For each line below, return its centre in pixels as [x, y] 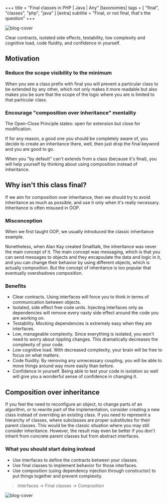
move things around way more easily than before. [63, 366]
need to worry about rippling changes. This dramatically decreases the [85, 339]
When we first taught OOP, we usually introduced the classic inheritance [80, 232]
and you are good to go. [30, 149]
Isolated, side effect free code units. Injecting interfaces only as [78, 308]
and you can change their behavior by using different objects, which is [78, 263]
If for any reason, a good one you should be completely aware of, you [77, 138]
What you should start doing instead [50, 449]
